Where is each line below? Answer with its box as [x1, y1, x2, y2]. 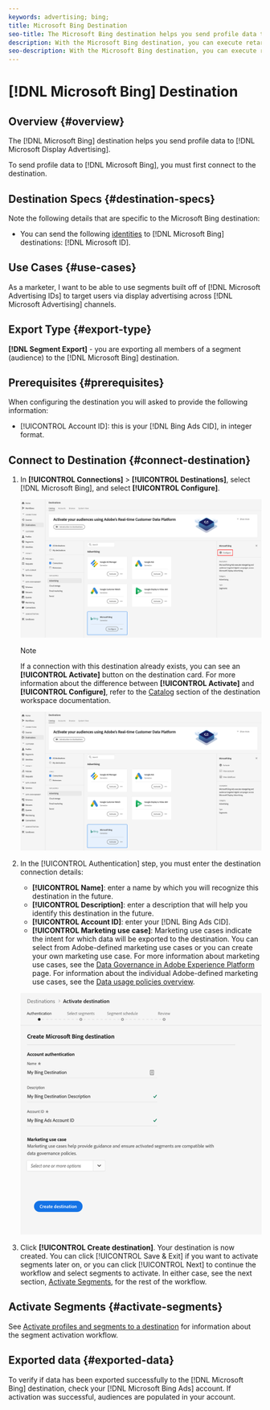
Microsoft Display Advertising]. [8, 145, 111, 155]
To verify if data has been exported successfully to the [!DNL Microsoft [8, 1375, 243, 1384]
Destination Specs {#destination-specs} [8, 192, 215, 205]
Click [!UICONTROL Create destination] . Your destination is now [19, 1243, 235, 1252]
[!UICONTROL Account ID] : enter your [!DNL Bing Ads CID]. [31, 916, 231, 926]
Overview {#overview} [8, 114, 125, 128]
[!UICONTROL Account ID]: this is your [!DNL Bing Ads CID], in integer [19, 421, 252, 431]
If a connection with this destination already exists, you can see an [19, 661, 241, 672]
